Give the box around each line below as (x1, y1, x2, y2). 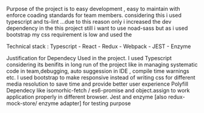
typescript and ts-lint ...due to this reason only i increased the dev (6, 18, 172, 25)
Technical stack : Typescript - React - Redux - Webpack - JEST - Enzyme (6, 43, 191, 50)
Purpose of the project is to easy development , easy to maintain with (6, 5, 181, 12)
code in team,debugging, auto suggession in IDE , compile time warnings (6, 67, 190, 75)
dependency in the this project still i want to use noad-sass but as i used (6, 24, 188, 32)
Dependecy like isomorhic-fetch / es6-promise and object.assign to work (6, 87, 190, 94)
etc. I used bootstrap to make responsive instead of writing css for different (6, 74, 196, 81)
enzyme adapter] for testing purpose (38, 100, 131, 107)
